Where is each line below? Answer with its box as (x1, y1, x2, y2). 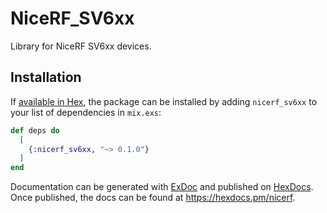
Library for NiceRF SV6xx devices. (10, 40, 152, 52)
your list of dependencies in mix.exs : (10, 106, 162, 118)
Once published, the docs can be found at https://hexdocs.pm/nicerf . (10, 192, 296, 204)
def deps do (10, 125, 60, 136)
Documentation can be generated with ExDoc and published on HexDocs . (10, 181, 314, 193)
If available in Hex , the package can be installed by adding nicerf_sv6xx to (10, 95, 318, 107)
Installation (10, 69, 82, 86)
